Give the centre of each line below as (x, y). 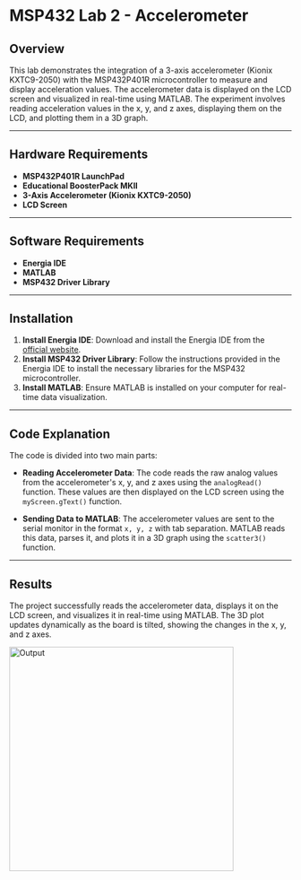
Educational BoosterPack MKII (80, 186)
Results (31, 584)
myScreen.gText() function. (72, 501)
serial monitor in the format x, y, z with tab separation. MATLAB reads (154, 528)
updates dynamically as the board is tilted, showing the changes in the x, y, (148, 625)
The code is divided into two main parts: (84, 456)
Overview (37, 49)
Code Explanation (60, 434)
